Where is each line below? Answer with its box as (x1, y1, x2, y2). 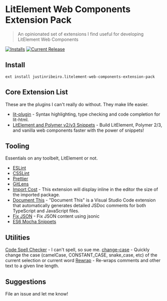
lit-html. (12, 116, 29, 122)
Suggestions (5, 277, 47, 286)
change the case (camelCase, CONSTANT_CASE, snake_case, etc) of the (5, 252, 158, 258)
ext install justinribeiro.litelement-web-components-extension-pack (5, 74, 155, 79)
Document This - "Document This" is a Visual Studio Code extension (12, 197, 156, 203)
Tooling (5, 141, 29, 150)
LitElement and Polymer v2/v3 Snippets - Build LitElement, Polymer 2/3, (12, 122, 162, 128)
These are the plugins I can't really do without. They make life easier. (5, 101, 149, 107)
